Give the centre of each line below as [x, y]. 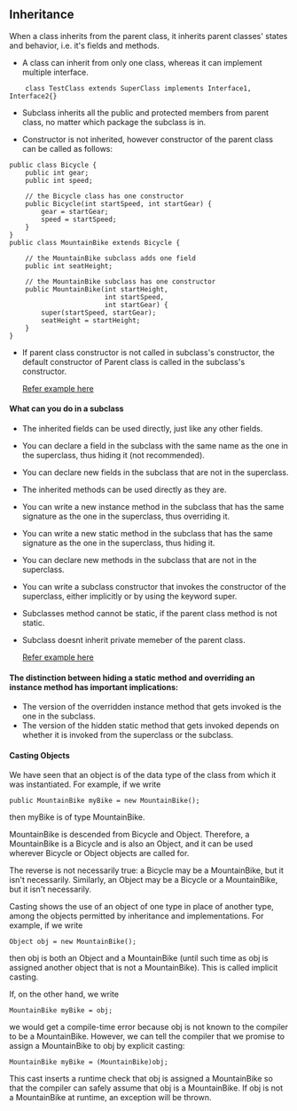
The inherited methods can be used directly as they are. [124, 490]
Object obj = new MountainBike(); [73, 942]
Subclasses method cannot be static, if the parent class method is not [149, 614]
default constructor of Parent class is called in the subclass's [133, 361]
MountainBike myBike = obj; [61, 1011]
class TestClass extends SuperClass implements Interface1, [138, 88]
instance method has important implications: [94, 686]
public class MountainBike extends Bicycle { [94, 242]
